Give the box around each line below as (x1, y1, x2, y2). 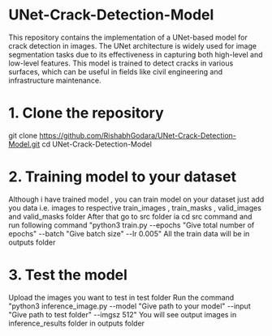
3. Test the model (8, 266, 128, 284)
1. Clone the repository (8, 104, 164, 122)
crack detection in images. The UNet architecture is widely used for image (8, 40, 257, 50)
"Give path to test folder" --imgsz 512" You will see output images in (8, 309, 237, 319)
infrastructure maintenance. (8, 75, 101, 85)
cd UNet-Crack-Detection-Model (41, 139, 153, 149)
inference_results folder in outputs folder (8, 318, 145, 328)
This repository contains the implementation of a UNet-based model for (8, 32, 248, 42)
